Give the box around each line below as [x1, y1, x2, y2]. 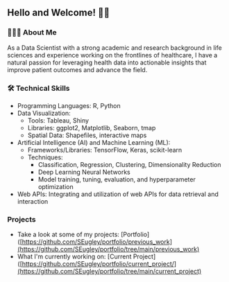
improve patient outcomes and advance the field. [7, 65, 148, 73]
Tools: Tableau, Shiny [27, 116, 89, 125]
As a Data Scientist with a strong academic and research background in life [7, 43, 222, 52]
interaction [17, 197, 49, 205]
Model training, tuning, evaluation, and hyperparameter [37, 175, 196, 184]
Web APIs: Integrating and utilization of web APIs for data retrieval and [17, 190, 219, 198]
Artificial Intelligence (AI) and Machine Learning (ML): [17, 138, 171, 146]
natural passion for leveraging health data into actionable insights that [7, 58, 207, 67]
